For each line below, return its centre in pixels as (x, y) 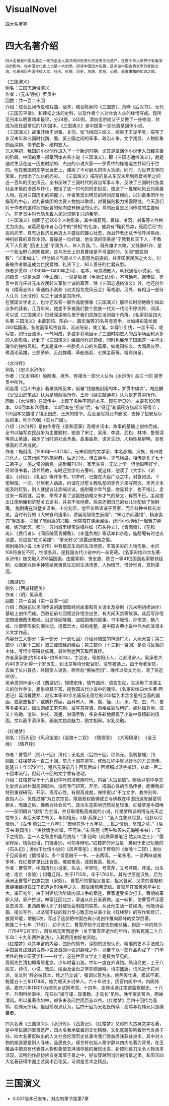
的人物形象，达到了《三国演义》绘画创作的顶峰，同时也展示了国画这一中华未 (84, 340)
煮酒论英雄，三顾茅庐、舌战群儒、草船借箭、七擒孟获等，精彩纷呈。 (76, 352)
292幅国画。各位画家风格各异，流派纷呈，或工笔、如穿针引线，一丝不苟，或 (84, 327)
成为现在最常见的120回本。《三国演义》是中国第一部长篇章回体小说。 (76, 126)
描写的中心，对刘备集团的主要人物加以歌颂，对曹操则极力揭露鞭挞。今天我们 (84, 201)
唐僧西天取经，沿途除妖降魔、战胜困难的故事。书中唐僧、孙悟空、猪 (84, 620)
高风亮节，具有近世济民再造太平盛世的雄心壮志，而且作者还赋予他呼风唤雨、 (84, 232)
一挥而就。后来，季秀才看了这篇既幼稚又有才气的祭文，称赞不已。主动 (87, 496)
